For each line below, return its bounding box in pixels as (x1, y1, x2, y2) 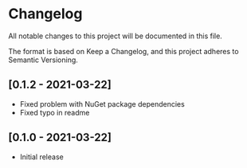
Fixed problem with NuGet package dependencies (19, 99, 185, 108)
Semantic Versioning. (8, 55, 78, 64)
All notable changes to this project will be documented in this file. (8, 31, 223, 41)
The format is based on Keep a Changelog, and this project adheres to (8, 46, 239, 56)
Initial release (19, 152, 64, 162)
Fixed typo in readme (19, 107, 90, 117)
